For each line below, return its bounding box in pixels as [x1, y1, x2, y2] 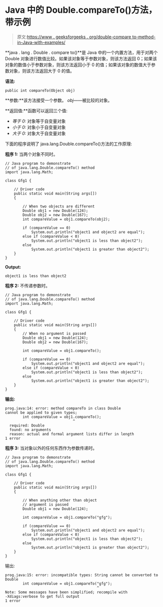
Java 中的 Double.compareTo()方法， [5, 4, 157, 16]
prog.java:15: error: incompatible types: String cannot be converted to [5, 572, 159, 578]
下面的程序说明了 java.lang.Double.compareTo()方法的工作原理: [5, 141, 132, 147]
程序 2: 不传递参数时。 [5, 282, 50, 288]
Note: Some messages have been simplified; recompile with [5, 589, 128, 595]
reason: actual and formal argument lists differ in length [9, 431, 134, 436]
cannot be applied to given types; [5, 410, 78, 415]
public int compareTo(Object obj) [5, 88, 76, 93]
